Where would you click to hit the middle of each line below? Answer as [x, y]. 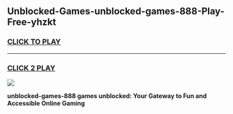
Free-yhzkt [32, 22]
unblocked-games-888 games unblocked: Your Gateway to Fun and [107, 95]
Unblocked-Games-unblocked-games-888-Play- [116, 11]
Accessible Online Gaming [46, 103]
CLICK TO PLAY [34, 42]
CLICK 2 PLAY [31, 68]
